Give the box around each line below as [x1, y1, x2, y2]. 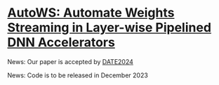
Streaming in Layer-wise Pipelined [7, 20, 212, 36]
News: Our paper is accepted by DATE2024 [7, 57, 133, 65]
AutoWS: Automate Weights [7, 5, 175, 21]
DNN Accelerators [7, 35, 116, 50]
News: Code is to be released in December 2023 [7, 71, 149, 79]
